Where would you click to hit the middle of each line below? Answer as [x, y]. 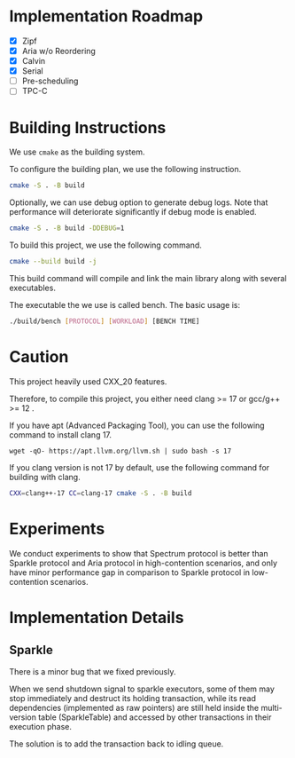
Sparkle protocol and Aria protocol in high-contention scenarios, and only [143, 563]
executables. [32, 288]
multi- [272, 707]
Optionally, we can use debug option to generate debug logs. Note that [139, 202]
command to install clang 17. [61, 434]
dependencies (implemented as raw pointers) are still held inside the [134, 707]
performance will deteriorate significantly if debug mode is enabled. [133, 212]
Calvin [34, 61]
